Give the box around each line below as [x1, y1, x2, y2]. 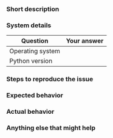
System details [6, 21, 52, 29]
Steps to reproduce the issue [6, 75, 94, 84]
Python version [9, 57, 53, 65]
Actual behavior [6, 107, 55, 116]
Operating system [9, 47, 61, 56]
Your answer [66, 37, 104, 45]
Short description [6, 5, 60, 13]
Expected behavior [6, 91, 64, 100]
